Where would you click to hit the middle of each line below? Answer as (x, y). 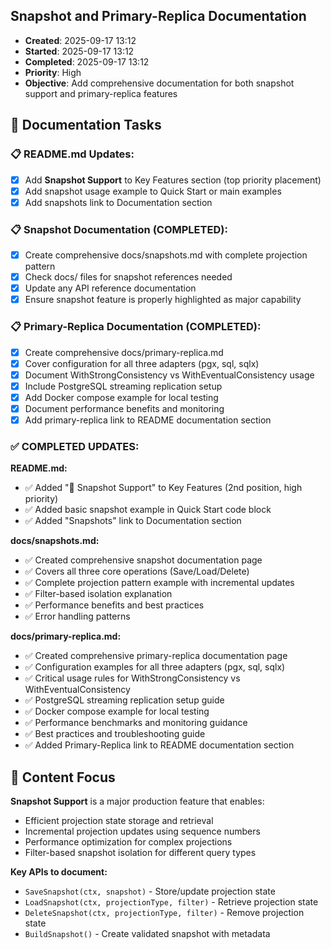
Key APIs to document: (59, 872)
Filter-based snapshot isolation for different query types (140, 853)
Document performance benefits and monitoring (124, 408)
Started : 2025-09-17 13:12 (79, 51)
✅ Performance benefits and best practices (114, 605)
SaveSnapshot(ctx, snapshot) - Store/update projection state (150, 891)
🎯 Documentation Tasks (86, 125)
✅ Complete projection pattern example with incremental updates (159, 583)
